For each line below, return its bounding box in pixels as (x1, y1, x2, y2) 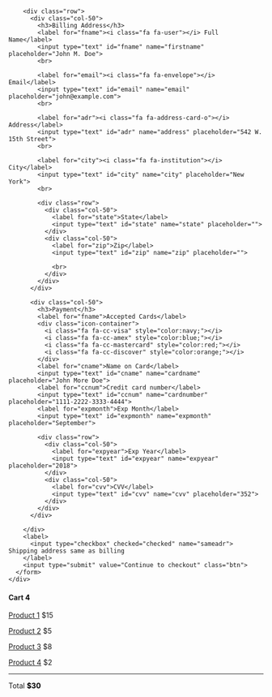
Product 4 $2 (8, 657, 53, 668)
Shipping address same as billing (8, 547, 125, 555)
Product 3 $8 (8, 642, 53, 652)
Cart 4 (8, 592, 31, 602)
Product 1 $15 (8, 610, 54, 620)
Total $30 (8, 681, 41, 691)
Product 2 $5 (8, 626, 53, 636)
